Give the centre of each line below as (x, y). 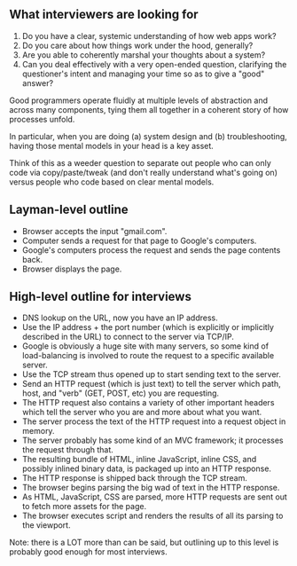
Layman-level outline (69, 210)
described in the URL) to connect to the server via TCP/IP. (128, 337)
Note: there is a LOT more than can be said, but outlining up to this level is (144, 542)
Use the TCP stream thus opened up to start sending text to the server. (152, 374)
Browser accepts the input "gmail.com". (94, 231)
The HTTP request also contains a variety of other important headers (148, 403)
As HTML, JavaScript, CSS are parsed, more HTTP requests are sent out (155, 497)
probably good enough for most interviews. (88, 552)
